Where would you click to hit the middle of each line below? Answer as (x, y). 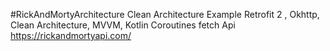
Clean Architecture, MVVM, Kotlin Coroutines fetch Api (123, 25)
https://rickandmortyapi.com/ (71, 35)
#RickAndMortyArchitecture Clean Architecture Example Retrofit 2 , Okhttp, (165, 14)
